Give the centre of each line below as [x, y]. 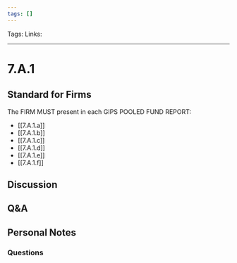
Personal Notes [42, 232]
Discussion [32, 185]
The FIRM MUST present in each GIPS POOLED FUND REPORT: [99, 111]
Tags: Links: [25, 34]
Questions [25, 252]
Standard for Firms [49, 95]
